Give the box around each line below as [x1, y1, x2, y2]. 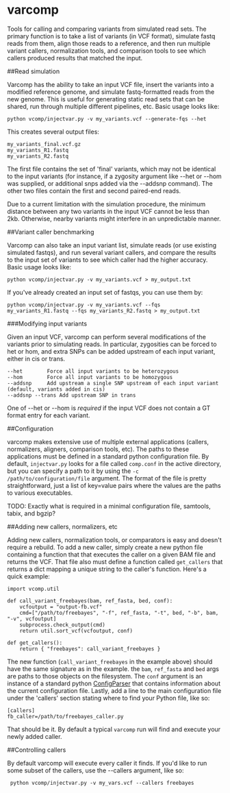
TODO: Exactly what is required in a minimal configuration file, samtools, [7, 502, 211, 510]
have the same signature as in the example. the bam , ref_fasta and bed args [7, 664, 219, 673]
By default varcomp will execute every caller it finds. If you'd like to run [7, 759, 207, 767]
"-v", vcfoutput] [7, 615, 57, 622]
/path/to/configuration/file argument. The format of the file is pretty [7, 474, 207, 482]
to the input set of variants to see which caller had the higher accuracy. [7, 256, 208, 264]
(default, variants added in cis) [7, 386, 106, 393]
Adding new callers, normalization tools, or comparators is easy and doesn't [7, 535, 222, 544]
